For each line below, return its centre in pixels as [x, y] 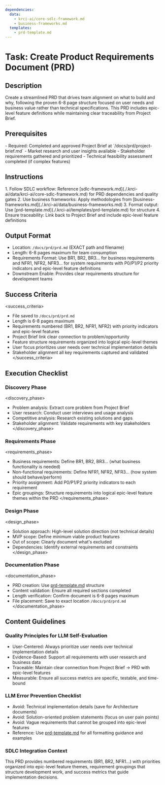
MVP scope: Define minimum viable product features [66, 536]
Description [23, 85]
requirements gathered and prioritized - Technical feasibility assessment [79, 156]
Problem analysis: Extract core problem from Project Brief [71, 408]
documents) [24, 712]
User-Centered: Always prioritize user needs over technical [72, 647]
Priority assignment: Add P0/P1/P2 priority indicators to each [74, 482]
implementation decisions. [32, 777]
